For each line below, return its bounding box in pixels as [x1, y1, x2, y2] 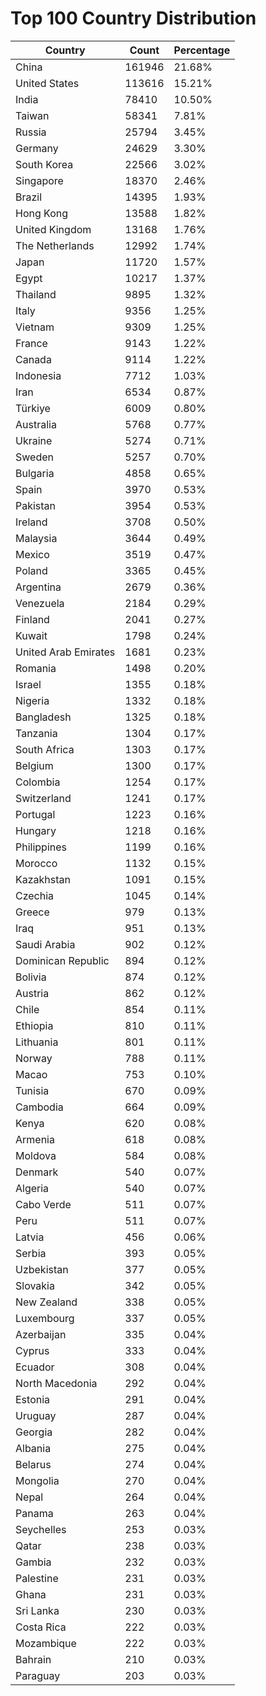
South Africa [15, 742, 75, 756]
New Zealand [15, 1295, 78, 1309]
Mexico [15, 547, 50, 561]
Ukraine [15, 433, 53, 447]
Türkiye [15, 401, 51, 415]
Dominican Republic [15, 953, 110, 967]
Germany [15, 141, 59, 155]
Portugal [15, 807, 56, 821]
